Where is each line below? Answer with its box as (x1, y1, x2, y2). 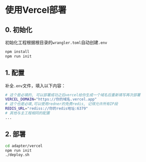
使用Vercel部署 (5, 4, 67, 16)
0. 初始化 (5, 26, 32, 34)
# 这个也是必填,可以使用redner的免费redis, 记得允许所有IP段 (5, 102, 118, 107)
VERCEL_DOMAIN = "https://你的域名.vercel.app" (5, 97, 97, 102)
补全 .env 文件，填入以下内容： (5, 82, 66, 88)
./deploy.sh (5, 153, 29, 158)
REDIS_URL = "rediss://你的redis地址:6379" (5, 106, 88, 111)
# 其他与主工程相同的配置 (5, 111, 50, 116)
